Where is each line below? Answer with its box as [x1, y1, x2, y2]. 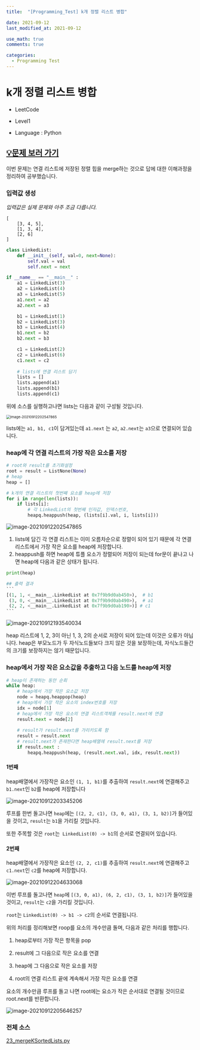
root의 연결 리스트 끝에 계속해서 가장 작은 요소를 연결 [14, 975, 139, 982]
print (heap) [6, 570, 36, 576]
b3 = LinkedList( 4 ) [17, 324, 66, 330]
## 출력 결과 [6, 581, 34, 587]
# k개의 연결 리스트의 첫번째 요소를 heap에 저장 [6, 490, 111, 496]
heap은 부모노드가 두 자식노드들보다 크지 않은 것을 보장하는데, [19, 639, 164, 647]
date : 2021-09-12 [6, 19, 50, 26]
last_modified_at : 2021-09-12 [6, 25, 82, 31]
